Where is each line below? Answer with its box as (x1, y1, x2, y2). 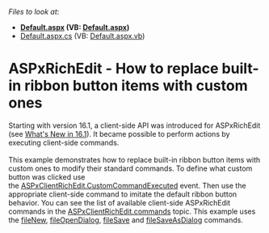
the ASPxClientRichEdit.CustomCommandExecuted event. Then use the (8, 180, 246, 190)
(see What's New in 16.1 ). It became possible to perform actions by (8, 129, 230, 138)
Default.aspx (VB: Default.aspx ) (19, 23, 130, 32)
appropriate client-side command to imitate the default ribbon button (8, 189, 237, 199)
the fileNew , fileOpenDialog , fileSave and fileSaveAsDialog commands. (8, 214, 244, 225)
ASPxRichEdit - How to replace (8, 60, 219, 78)
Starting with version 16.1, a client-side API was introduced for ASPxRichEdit (8, 121, 261, 130)
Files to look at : (8, 7, 60, 16)
